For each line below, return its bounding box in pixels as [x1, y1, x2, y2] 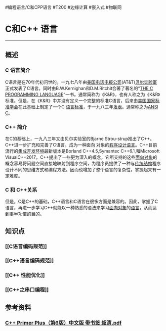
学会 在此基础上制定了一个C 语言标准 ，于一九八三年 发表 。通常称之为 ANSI [9, 103, 159, 110]
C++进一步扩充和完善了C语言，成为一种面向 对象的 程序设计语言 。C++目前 [5, 142, 157, 147]
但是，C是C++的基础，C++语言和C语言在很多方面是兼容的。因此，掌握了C [5, 198, 158, 204]
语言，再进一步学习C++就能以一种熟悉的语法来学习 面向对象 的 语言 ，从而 [5, 205, 153, 211]
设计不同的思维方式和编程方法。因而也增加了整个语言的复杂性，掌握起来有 [5, 166, 157, 172]
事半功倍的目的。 [9, 211, 44, 217]
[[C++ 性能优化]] [5, 272, 45, 279]
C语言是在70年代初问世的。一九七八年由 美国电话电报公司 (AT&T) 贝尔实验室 [5, 79, 157, 85]
